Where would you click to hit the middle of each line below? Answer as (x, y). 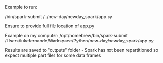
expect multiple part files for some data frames (53, 55)
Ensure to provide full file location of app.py (50, 26)
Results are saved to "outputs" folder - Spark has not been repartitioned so (82, 50)
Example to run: (21, 7)
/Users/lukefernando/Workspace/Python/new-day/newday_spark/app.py (79, 41)
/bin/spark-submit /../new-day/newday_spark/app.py (59, 16)
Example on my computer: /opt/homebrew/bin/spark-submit (66, 35)
